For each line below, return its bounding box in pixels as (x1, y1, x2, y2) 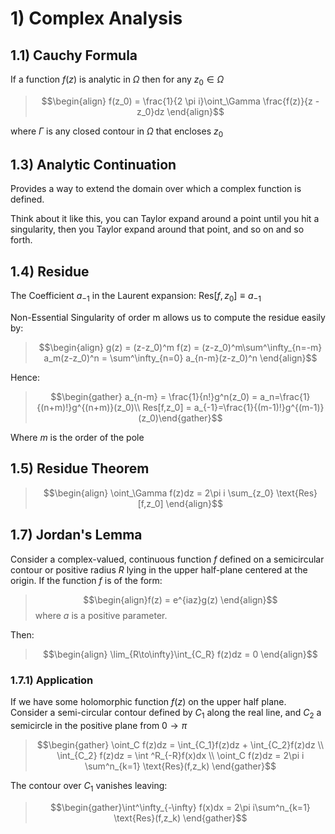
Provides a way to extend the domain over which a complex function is (10, 183, 302, 195)
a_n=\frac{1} (259, 391, 311, 403)
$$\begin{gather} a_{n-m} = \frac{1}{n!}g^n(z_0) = (50, 391, 258, 403)
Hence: (10, 372, 41, 384)
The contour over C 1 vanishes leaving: (10, 779, 168, 794)
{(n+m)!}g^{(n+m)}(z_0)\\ (36, 402, 141, 414)
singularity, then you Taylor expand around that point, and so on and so (10, 223, 305, 236)
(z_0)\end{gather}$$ (138, 412, 223, 424)
